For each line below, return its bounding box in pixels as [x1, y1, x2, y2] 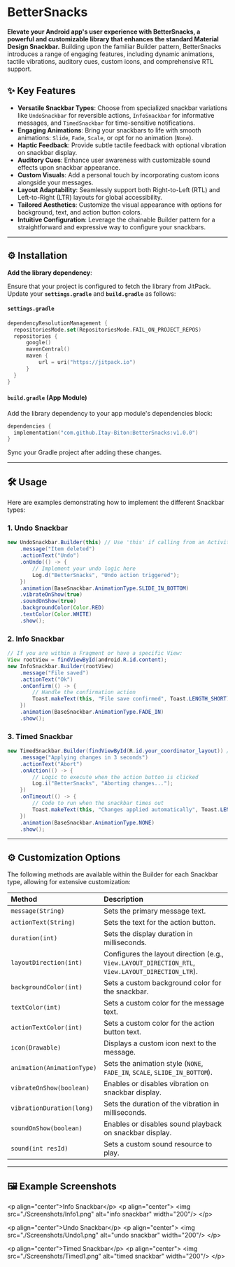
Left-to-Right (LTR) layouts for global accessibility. [17, 193, 162, 201]
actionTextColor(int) [10, 1024, 83, 1031]
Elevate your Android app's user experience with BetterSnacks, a [7, 27, 201, 36]
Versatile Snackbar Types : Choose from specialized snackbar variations [17, 103, 228, 112]
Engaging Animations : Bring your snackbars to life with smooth [17, 126, 201, 134]
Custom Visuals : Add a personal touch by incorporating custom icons [17, 170, 220, 179]
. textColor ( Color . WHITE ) [20, 611, 92, 618]
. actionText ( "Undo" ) [20, 552, 80, 560]
